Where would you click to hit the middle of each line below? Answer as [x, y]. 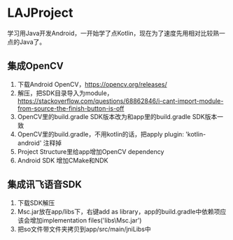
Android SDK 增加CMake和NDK [63, 160]
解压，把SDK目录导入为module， [65, 93]
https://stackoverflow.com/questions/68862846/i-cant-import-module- [120, 101]
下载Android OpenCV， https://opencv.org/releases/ [92, 84]
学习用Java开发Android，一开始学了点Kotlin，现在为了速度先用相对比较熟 [113, 33]
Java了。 [33, 42]
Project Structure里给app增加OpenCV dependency [91, 151]
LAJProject [40, 13]
